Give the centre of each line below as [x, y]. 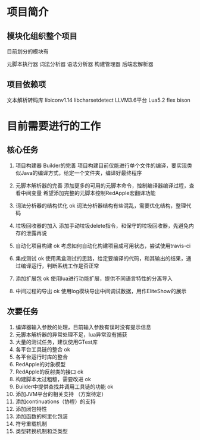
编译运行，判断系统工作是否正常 [60, 266]
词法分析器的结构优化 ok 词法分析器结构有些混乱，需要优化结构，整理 [101, 205]
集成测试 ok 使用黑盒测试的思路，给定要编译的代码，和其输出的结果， [101, 258]
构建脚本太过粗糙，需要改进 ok [53, 379]
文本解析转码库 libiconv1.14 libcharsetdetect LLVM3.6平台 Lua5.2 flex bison [99, 100]
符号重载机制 [31, 423]
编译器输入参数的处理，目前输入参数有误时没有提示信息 [83, 327]
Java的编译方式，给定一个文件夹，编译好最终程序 [81, 172]
